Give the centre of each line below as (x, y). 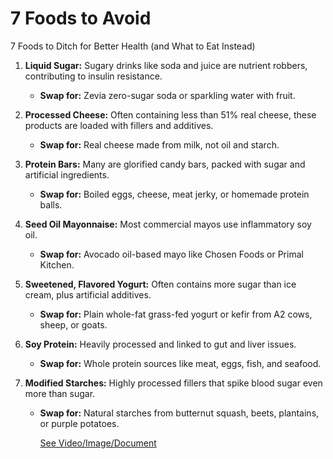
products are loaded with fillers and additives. (119, 125)
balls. (51, 204)
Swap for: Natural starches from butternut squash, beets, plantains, (179, 413)
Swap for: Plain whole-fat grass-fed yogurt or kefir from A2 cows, (176, 314)
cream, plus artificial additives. (88, 294)
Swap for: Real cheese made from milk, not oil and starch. (159, 144)
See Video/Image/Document (98, 443)
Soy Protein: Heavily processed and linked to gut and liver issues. (160, 344)
